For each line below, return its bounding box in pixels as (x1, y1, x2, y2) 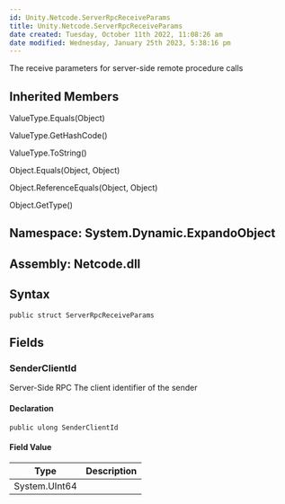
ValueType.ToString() (9, 147, 87, 158)
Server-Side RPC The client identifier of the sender (9, 383, 198, 393)
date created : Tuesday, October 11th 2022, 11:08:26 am (9, 30, 223, 39)
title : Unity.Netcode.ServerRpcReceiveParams (9, 22, 183, 31)
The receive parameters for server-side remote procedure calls (9, 63, 244, 74)
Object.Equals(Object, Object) (9, 165, 120, 176)
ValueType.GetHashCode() (9, 130, 108, 141)
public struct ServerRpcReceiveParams (9, 311, 155, 320)
